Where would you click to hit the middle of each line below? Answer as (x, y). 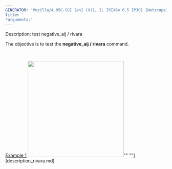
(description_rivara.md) (30, 161)
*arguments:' (19, 19)
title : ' (15, 15)
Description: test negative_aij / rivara (44, 34)
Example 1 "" (67, 155)
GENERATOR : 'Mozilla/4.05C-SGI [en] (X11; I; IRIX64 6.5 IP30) (74, 10)
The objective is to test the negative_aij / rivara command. (67, 44)
